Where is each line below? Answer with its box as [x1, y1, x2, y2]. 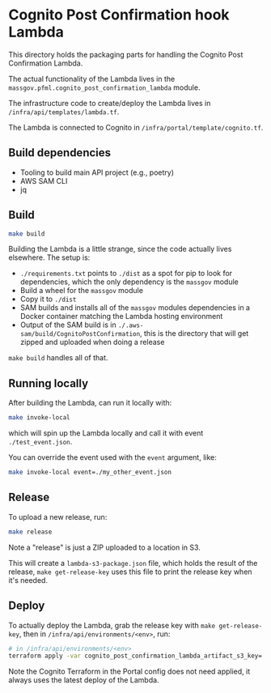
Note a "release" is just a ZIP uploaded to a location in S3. [8, 542, 201, 552]
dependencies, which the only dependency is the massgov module [19, 277, 239, 287]
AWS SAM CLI [19, 176, 68, 185]
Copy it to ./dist [19, 294, 77, 304]
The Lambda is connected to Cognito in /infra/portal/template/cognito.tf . [8, 122, 264, 132]
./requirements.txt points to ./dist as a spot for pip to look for [19, 269, 233, 278]
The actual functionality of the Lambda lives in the [8, 74, 176, 83]
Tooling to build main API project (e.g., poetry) [19, 168, 175, 177]
